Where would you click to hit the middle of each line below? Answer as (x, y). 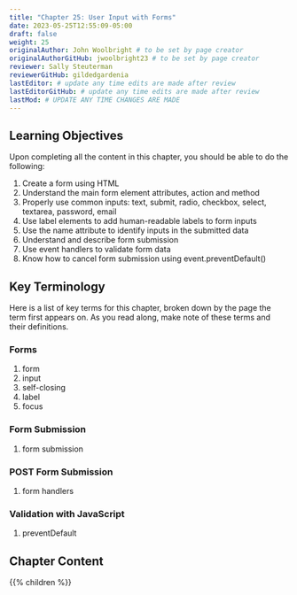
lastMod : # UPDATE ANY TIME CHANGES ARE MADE (94, 100)
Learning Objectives (66, 135)
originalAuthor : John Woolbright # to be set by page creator (126, 50)
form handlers (47, 491)
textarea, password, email (69, 212)
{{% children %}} (41, 582)
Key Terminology (57, 286)
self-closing (44, 388)
